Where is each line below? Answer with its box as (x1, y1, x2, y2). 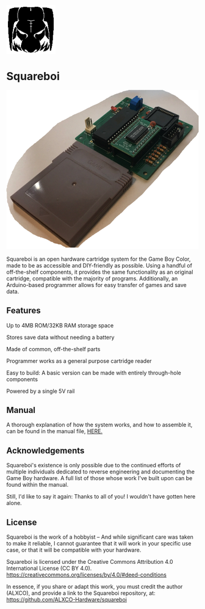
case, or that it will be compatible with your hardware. (6, 546, 142, 554)
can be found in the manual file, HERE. (6, 428, 103, 435)
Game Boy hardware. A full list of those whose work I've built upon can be (6, 475, 193, 482)
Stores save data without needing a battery (6, 334, 115, 341)
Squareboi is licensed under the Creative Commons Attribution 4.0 (6, 558, 173, 566)
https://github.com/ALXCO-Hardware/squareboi (6, 596, 127, 604)
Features (6, 305, 41, 316)
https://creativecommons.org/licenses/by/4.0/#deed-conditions (6, 571, 167, 578)
